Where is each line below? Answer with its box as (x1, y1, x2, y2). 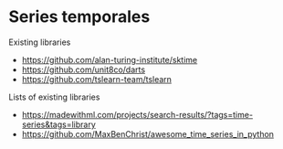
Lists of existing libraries (8, 91, 100, 102)
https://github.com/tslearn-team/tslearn (21, 73, 173, 84)
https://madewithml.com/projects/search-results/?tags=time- (21, 109, 253, 120)
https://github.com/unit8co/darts (21, 64, 146, 75)
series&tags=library (21, 119, 97, 130)
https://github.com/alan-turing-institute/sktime (21, 54, 198, 65)
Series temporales (8, 6, 151, 27)
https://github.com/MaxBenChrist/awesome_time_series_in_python (21, 128, 275, 139)
